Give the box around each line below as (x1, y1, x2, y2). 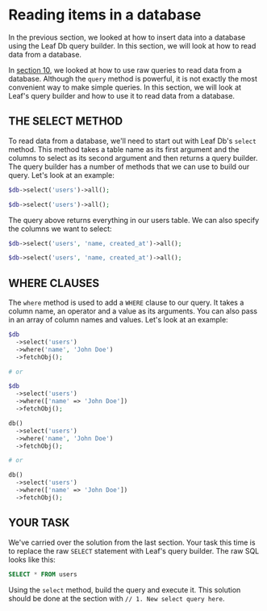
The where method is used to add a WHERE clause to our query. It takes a (8, 297, 244, 308)
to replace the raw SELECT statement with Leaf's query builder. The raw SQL (8, 546, 260, 555)
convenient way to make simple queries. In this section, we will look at (8, 82, 242, 92)
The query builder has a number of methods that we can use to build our (8, 162, 250, 171)
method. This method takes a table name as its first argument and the (8, 144, 240, 154)
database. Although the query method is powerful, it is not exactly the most (8, 74, 258, 83)
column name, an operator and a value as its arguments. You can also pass (8, 306, 258, 316)
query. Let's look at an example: (8, 170, 115, 179)
